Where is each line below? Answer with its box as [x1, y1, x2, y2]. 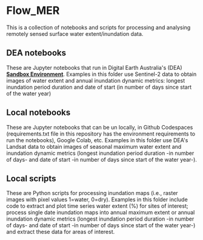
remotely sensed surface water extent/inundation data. [6, 30, 144, 37]
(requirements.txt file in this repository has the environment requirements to [6, 130, 196, 137]
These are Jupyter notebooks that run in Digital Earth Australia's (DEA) [6, 64, 183, 71]
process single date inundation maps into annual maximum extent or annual [6, 209, 195, 216]
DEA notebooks [6, 48, 67, 58]
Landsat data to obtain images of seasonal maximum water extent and [6, 143, 182, 150]
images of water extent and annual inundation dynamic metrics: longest [6, 77, 185, 84]
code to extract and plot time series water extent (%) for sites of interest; [6, 202, 188, 210]
